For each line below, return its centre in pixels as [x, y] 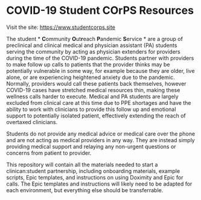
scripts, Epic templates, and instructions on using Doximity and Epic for [95, 177]
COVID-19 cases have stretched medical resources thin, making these [93, 90]
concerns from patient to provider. [49, 153]
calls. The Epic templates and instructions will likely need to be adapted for [99, 184]
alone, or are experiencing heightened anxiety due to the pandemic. [91, 77]
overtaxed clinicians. [32, 122]
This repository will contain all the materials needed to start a [82, 164]
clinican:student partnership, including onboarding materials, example [93, 171]
